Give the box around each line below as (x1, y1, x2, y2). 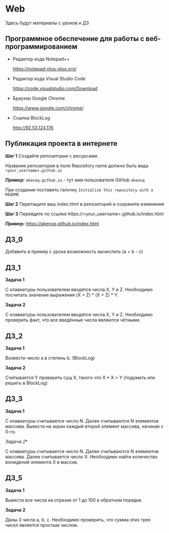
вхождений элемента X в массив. (5, 459, 78, 465)
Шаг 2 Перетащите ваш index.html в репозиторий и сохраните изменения (5, 201, 164, 207)
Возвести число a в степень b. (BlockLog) (5, 355, 95, 361)
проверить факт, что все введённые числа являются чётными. (5, 317, 141, 323)
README (5, 192, 19, 197)
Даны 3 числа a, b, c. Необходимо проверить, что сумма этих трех (5, 516, 151, 522)
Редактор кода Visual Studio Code (12, 75, 86, 82)
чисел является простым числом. (5, 522, 78, 528)
